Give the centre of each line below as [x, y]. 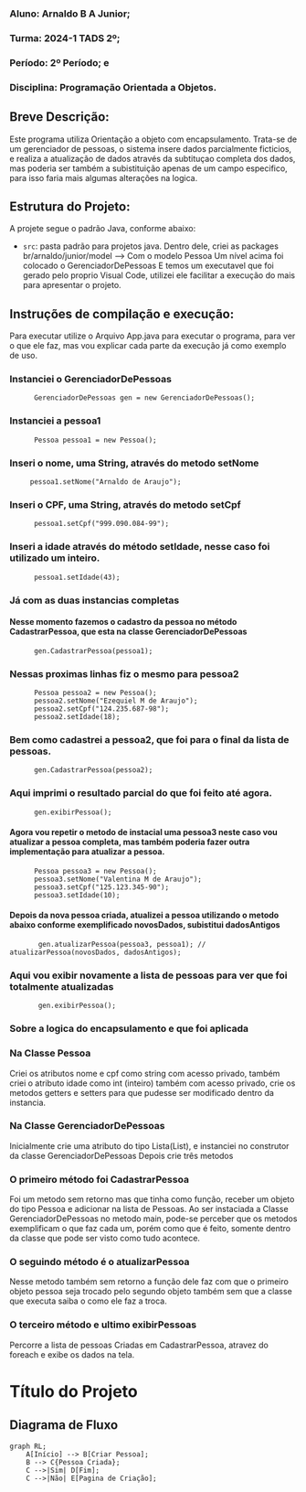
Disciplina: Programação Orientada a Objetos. [113, 87]
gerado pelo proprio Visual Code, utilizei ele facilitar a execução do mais [158, 275]
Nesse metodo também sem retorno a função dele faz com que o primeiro [149, 1282]
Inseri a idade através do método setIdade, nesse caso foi [140, 547]
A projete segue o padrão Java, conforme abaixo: [103, 229]
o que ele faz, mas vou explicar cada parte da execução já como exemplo [148, 346]
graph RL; [28, 1446]
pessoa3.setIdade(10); [77, 895]
